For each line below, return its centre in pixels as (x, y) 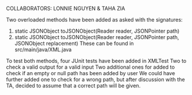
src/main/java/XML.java (43, 50)
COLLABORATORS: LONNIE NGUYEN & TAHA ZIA (66, 8)
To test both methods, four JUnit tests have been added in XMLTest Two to (96, 61)
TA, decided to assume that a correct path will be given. (73, 86)
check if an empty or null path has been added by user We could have (91, 73)
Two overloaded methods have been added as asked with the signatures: (95, 20)
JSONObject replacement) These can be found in (74, 43)
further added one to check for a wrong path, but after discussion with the (96, 79)
